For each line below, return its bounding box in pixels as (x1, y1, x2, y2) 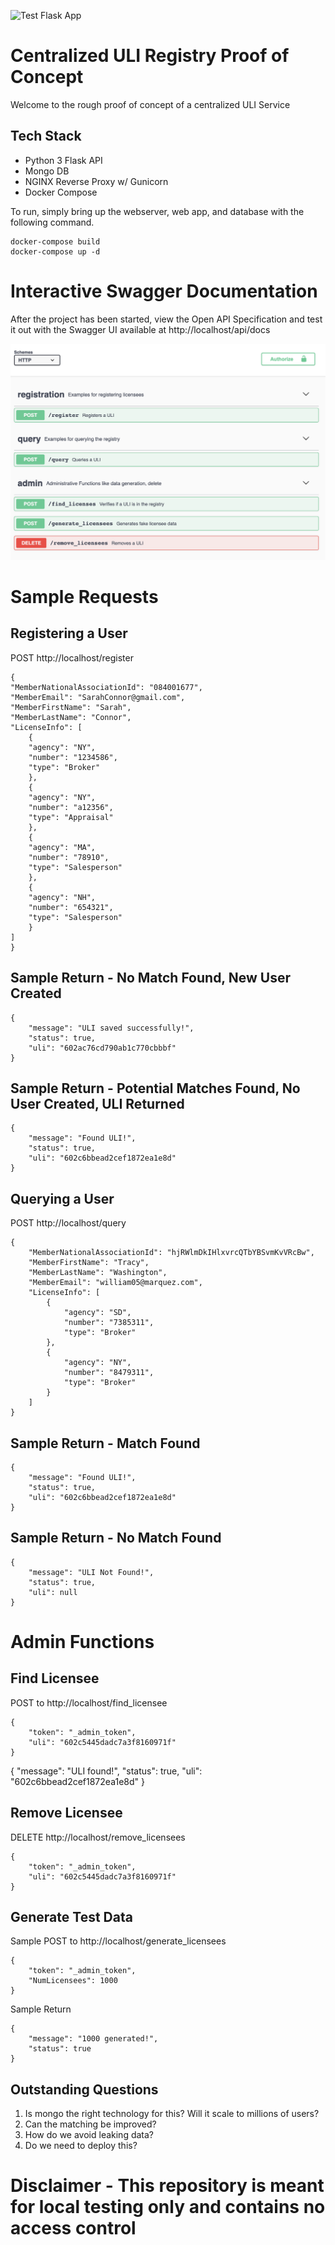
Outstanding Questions (10, 2081, 159, 2098)
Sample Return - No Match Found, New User (10, 970, 291, 987)
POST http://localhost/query (10, 1217, 127, 1229)
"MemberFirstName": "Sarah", (10, 702, 132, 712)
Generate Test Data (10, 1908, 133, 1925)
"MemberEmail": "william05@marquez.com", (28, 1278, 203, 1288)
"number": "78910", (28, 852, 110, 862)
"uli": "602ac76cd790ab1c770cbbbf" (28, 1043, 177, 1053)
